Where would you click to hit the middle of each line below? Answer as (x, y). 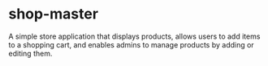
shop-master (54, 14)
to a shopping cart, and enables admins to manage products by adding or (131, 44)
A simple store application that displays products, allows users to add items (134, 36)
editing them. (30, 53)
